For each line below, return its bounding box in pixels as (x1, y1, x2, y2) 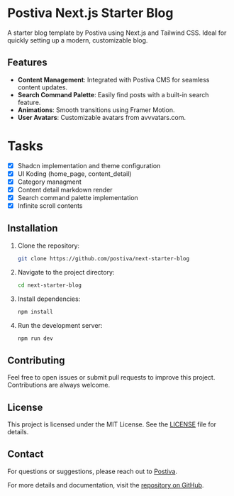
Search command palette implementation (17, 193, 138, 202)
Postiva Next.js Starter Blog (7, 5, 174, 21)
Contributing (7, 354, 65, 366)
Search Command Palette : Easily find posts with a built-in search (17, 90, 209, 99)
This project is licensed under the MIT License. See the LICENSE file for (7, 420, 217, 429)
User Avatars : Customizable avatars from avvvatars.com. (17, 113, 186, 121)
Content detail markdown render (17, 185, 113, 194)
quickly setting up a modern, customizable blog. (7, 35, 148, 44)
